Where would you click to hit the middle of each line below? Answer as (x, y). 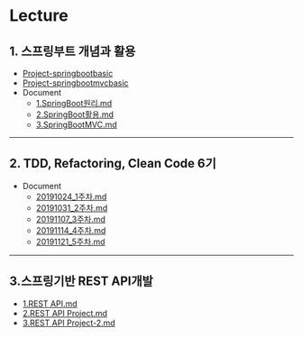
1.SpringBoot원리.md (74, 103)
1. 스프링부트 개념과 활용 (73, 51)
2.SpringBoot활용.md (75, 114)
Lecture (39, 16)
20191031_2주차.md (72, 207)
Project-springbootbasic (68, 73)
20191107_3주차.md (71, 219)
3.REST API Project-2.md (69, 323)
